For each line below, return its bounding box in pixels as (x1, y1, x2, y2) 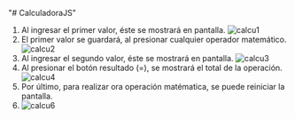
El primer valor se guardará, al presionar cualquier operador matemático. (20, 35, 287, 44)
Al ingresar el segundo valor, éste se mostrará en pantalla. (20, 53, 234, 63)
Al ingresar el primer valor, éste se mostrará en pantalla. (20, 25, 226, 35)
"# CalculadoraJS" (8, 8, 76, 18)
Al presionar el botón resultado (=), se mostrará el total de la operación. (20, 62, 283, 73)
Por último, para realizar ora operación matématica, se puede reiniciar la (20, 82, 285, 91)
